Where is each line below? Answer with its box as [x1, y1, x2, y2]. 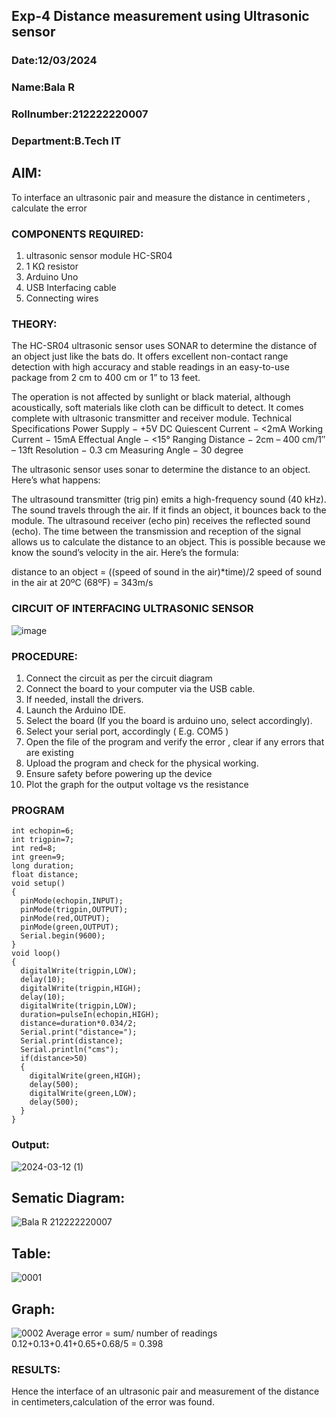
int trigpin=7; [11, 835, 75, 845]
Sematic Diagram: [11, 1190, 126, 1207]
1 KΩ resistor [25, 260, 79, 273]
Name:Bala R [11, 80, 75, 94]
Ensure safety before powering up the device [25, 768, 213, 780]
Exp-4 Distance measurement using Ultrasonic [11, 8, 310, 25]
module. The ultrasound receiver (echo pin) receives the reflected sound [11, 515, 311, 527]
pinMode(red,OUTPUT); [20, 914, 111, 924]
